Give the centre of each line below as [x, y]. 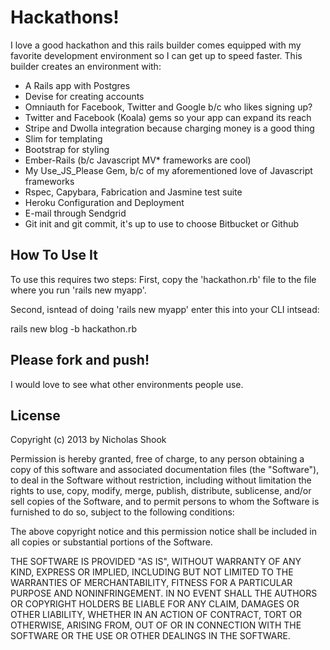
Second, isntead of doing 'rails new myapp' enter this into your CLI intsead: [165, 309]
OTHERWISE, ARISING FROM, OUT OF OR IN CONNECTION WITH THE [156, 625]
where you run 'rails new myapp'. [78, 290]
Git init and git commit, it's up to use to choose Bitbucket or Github [162, 223]
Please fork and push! [80, 360]
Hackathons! [65, 17]
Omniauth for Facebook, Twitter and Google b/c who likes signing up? [168, 107]
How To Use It [54, 255]
